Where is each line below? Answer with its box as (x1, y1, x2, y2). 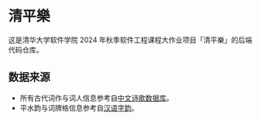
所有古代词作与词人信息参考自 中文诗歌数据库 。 (19, 93, 173, 103)
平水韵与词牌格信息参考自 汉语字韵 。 (19, 103, 139, 112)
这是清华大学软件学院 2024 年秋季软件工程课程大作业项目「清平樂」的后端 (8, 35, 253, 45)
